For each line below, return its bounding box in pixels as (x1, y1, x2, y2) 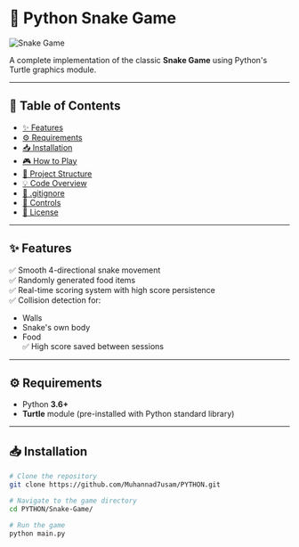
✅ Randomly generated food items (9, 274, 136, 285)
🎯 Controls (21, 197, 61, 208)
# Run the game (9, 520, 66, 529)
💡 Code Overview (21, 177, 87, 188)
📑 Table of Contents (9, 98, 121, 114)
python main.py (9, 529, 66, 538)
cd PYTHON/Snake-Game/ (9, 504, 93, 513)
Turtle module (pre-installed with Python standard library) (21, 409, 235, 420)
